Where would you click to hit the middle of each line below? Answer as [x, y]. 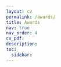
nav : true [18, 28]
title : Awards [23, 22]
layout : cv [19, 11]
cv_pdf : [15, 38]
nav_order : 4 [22, 33]
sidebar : [22, 55]
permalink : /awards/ [31, 17]
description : [22, 44]
